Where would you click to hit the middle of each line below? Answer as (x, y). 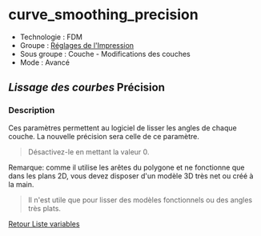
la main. (21, 184)
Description (32, 110)
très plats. (44, 208)
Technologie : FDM (51, 37)
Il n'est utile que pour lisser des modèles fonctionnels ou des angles (140, 200)
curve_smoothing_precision (103, 15)
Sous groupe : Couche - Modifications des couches (105, 54)
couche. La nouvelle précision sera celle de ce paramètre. (104, 136)
